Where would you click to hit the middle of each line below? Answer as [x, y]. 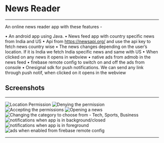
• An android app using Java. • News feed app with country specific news [80, 36]
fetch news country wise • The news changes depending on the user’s [76, 47]
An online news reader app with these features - [54, 26]
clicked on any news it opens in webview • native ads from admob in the [78, 57]
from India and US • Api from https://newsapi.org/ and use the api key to [78, 41]
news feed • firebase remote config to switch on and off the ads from [75, 62]
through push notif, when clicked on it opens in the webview [65, 72]
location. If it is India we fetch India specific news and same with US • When [82, 51]
